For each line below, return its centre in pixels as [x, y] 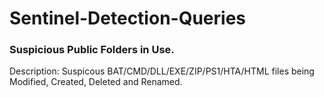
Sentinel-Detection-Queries [127, 18]
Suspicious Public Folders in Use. [92, 50]
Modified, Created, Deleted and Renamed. [96, 82]
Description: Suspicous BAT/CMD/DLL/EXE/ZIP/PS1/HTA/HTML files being [162, 71]
